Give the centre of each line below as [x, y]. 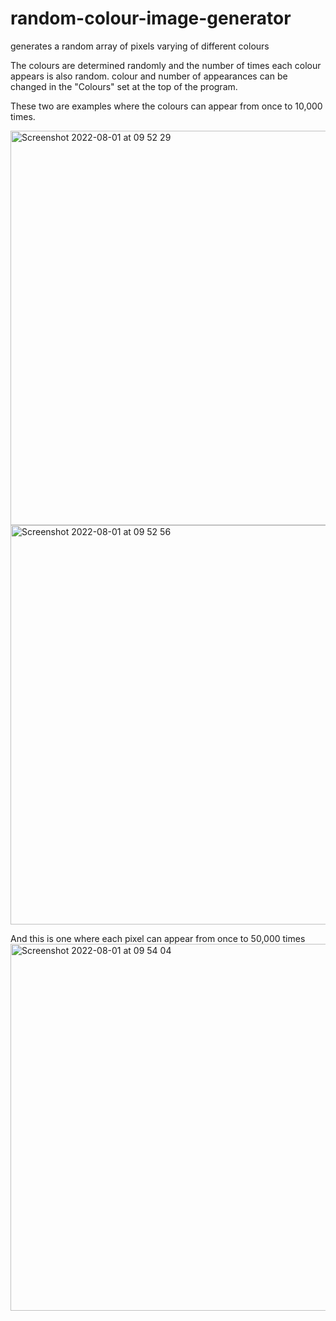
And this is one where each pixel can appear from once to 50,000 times [158, 938]
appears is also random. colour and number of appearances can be [149, 76]
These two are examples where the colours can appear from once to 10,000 [166, 106]
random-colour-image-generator [151, 18]
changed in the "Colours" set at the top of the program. [124, 86]
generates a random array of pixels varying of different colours [140, 46]
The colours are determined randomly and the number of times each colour [166, 65]
